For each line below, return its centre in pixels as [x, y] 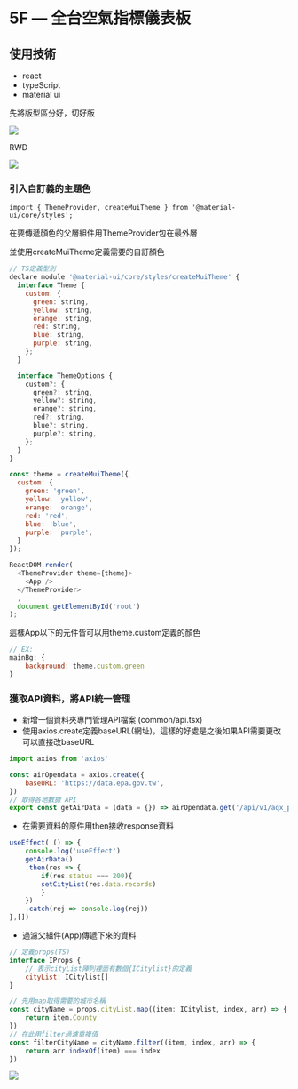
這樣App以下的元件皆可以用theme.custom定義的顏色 [105, 633]
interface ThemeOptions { [65, 376]
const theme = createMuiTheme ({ [69, 475]
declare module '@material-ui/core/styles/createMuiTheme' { [125, 277]
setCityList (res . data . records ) [99, 884]
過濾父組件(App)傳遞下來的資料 [79, 935]
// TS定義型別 [32, 269]
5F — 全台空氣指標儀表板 [100, 18]
